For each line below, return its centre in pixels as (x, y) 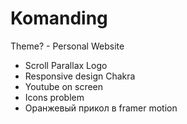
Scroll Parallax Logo (66, 65)
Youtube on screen (64, 86)
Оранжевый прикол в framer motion (101, 108)
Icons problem (54, 97)
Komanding (59, 18)
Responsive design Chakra (80, 76)
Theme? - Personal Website (67, 46)
